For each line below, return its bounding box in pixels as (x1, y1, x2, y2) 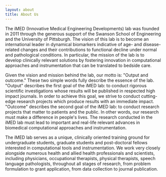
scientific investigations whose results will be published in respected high (5, 88, 155, 94)
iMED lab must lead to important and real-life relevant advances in (5, 119, 140, 125)
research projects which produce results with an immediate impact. (16, 98, 155, 104)
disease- (143, 41, 161, 47)
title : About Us (5, 12, 39, 17)
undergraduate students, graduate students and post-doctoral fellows (5, 139, 148, 145)
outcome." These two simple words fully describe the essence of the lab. (5, 77, 155, 83)
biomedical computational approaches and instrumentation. (5, 124, 127, 130)
